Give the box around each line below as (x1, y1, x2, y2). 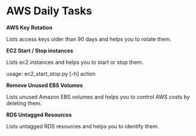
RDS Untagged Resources (6, 111, 72, 118)
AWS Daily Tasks (6, 4, 92, 18)
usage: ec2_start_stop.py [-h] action (6, 70, 96, 77)
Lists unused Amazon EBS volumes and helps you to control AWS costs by (6, 93, 190, 100)
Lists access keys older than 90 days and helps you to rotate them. (6, 35, 172, 42)
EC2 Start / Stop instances (6, 47, 74, 54)
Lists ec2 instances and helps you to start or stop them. (6, 58, 144, 66)
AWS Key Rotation (6, 24, 53, 31)
